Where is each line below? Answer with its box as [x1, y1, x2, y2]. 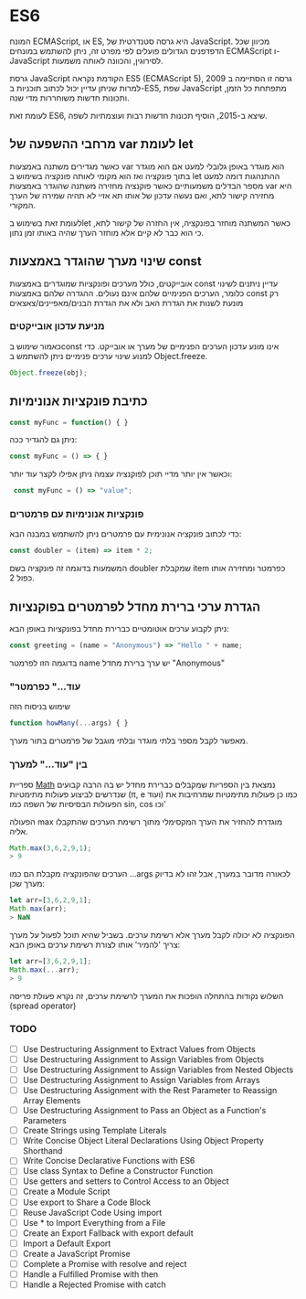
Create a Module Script [22, 1186, 111, 1198]
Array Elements [22, 1095, 81, 1106]
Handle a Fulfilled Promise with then [22, 1268, 159, 1280]
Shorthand [22, 1145, 63, 1156]
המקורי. [9, 199, 37, 210]
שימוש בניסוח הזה [9, 701, 71, 712]
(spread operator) [9, 1000, 77, 1011]
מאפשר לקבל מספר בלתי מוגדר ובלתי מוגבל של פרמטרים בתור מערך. [9, 735, 248, 746]
